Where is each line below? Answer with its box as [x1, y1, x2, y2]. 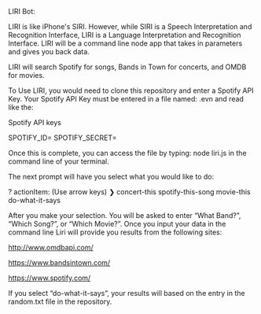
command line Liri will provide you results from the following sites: [8, 227, 222, 237]
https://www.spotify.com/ [8, 273, 91, 283]
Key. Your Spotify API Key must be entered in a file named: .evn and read [8, 94, 244, 103]
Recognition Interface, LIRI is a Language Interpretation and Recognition [8, 31, 241, 39]
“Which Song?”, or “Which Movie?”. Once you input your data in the [8, 220, 226, 228]
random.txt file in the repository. [8, 297, 112, 306]
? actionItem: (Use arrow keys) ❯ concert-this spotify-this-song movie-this [8, 187, 252, 196]
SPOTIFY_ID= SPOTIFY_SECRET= [8, 133, 117, 142]
